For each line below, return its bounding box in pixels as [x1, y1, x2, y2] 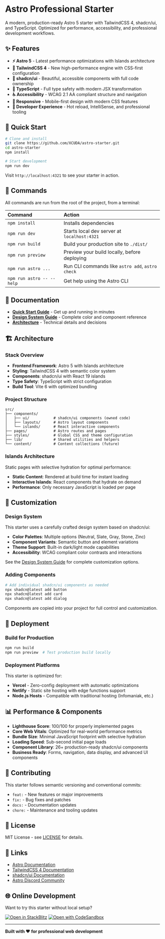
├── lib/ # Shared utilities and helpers [5, 437, 120, 442]
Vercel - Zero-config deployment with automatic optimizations [12, 682, 139, 688]
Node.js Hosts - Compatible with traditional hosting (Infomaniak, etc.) [12, 692, 154, 698]
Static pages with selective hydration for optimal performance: [5, 464, 132, 470]
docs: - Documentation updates [12, 802, 77, 808]
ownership [12, 80, 34, 87]
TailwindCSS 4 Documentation [12, 867, 74, 873]
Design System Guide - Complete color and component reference [12, 314, 147, 320]
